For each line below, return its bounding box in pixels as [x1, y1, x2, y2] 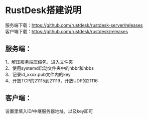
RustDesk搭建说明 [5, 5, 82, 16]
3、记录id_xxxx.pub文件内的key [5, 71, 71, 77]
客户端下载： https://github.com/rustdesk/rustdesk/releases [5, 28, 128, 34]
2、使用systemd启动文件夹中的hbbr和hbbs [5, 65, 94, 71]
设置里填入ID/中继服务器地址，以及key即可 [5, 108, 93, 114]
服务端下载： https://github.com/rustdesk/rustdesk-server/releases [5, 22, 143, 28]
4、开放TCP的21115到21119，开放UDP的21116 [5, 77, 98, 83]
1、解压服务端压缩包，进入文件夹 [5, 59, 73, 65]
